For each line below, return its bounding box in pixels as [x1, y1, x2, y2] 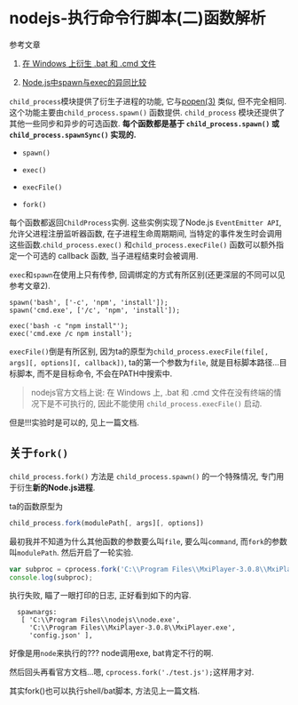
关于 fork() [9, 445, 69, 461]
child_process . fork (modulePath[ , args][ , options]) [9, 518, 204, 527]
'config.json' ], [28, 631, 93, 640]
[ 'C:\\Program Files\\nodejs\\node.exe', [20, 615, 180, 625]
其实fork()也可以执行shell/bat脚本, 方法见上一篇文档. [9, 685, 200, 696]
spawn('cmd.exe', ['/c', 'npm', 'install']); [9, 306, 180, 315]
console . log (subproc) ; [9, 573, 93, 582]
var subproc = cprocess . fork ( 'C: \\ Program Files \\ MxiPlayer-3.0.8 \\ [9, 565, 268, 573]
